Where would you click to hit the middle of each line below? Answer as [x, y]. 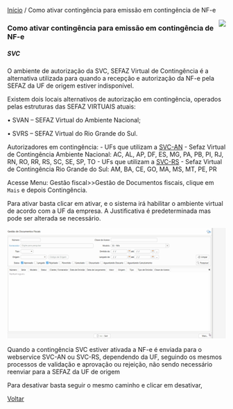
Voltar [16, 399]
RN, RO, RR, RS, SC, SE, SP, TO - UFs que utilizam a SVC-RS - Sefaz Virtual [115, 161]
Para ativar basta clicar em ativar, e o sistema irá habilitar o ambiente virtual [115, 203]
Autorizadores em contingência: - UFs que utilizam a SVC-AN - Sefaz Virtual [116, 147]
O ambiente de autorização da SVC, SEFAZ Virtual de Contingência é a [108, 71]
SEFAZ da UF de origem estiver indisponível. [70, 86]
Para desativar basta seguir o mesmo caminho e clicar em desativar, [105, 385]
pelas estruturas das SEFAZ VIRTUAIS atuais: [72, 106]
